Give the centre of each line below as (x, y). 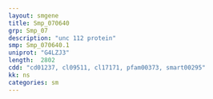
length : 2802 (32, 61)
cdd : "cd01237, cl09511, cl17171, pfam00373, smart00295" (107, 68)
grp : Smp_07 (28, 30)
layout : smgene (34, 16)
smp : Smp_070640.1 (39, 46)
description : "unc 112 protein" (62, 38)
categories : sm (34, 82)
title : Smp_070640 (39, 23)
